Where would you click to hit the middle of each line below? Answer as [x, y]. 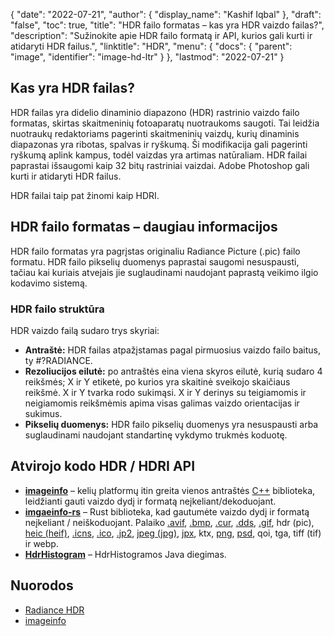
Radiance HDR [54, 610]
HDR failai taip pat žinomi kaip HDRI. [85, 195]
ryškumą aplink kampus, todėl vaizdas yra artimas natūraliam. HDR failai [159, 155]
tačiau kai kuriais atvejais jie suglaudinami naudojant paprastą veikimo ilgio [164, 272]
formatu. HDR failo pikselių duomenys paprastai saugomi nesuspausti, [155, 261]
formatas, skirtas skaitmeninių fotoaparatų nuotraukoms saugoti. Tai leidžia [165, 123]
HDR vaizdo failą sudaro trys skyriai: [85, 330]
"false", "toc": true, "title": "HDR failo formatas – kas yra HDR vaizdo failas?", [167, 25]
